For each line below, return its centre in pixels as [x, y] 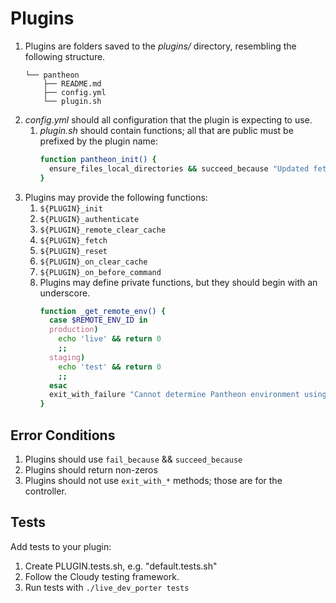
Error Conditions [63, 435]
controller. [45, 491]
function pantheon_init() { [98, 159]
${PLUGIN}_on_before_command [100, 272]
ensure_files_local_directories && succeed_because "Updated [179, 168]
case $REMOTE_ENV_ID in [98, 320]
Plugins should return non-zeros [91, 470]
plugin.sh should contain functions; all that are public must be [166, 130]
